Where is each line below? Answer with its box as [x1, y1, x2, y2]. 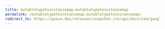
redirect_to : [5, 16, 32, 21]
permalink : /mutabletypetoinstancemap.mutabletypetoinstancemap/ [5, 12, 141, 17]
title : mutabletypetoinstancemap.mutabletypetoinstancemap [5, 7, 129, 12]
